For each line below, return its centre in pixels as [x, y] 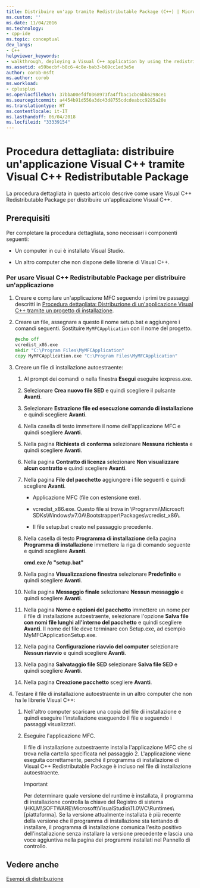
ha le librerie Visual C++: [45, 700]
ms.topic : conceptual [33, 39]
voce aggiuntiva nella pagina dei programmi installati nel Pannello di [107, 840]
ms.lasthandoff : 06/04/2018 [41, 117]
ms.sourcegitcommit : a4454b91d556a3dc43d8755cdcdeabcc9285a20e [86, 100]
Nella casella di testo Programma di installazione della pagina [100, 538]
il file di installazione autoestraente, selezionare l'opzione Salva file [106, 616]
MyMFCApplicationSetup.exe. [60, 635]
